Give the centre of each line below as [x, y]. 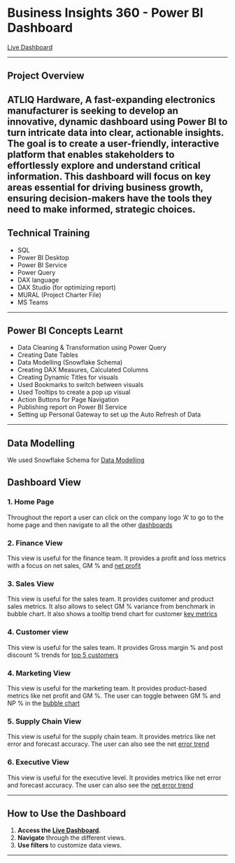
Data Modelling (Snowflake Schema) [70, 362]
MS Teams [33, 302]
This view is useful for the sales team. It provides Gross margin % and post [115, 647]
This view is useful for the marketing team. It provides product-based [107, 688]
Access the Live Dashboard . [59, 830]
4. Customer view [38, 632]
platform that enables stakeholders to [91, 155]
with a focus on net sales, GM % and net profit [74, 566]
